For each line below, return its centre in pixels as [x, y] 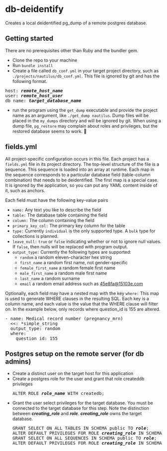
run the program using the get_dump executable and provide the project [85, 110]
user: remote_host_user [34, 96]
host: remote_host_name [34, 91]
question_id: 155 [37, 338]
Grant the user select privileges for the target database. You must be [83, 403]
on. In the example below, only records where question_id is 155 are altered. [83, 309]
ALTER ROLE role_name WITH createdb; [58, 394]
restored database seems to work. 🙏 [49, 131]
